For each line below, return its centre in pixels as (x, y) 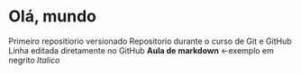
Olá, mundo (52, 16)
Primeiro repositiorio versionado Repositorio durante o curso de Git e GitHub (150, 41)
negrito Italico (34, 60)
